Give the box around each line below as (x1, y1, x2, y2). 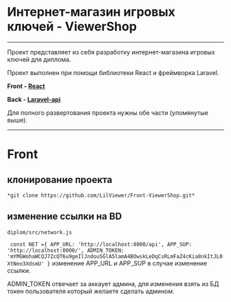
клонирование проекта (7, 173, 113, 186)
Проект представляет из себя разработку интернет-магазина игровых (7, 47, 215, 56)
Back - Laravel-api (7, 95, 60, 103)
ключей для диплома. (7, 55, 71, 63)
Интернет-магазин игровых (7, 4, 175, 20)
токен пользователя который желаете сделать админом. (7, 287, 175, 295)
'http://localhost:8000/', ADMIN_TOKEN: (7, 247, 125, 254)
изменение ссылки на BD (7, 211, 122, 222)
